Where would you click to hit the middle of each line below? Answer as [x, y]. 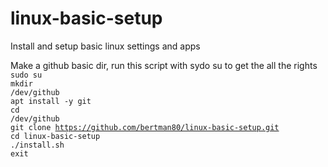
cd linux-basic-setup [55, 136]
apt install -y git [51, 101]
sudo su [26, 75]
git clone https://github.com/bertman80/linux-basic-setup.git [145, 127]
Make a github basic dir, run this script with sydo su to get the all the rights [164, 65]
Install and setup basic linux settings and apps [105, 46]
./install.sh [37, 145]
